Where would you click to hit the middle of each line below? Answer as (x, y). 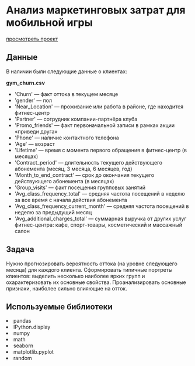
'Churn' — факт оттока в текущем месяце (66, 94)
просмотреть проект (32, 39)
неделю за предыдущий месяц (53, 212)
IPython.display (32, 327)
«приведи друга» (36, 131)
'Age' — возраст (35, 143)
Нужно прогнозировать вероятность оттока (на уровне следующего (92, 264)
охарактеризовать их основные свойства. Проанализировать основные (96, 282)
